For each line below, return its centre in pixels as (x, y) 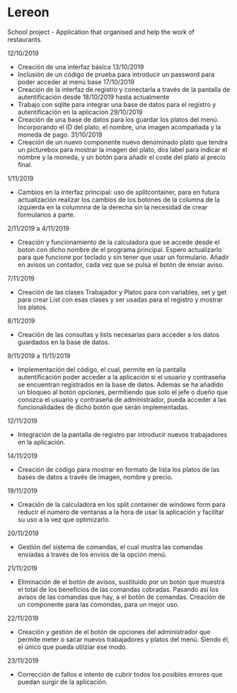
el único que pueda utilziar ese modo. (73, 647)
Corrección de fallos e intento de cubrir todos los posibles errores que (120, 674)
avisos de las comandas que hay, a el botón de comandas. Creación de (121, 597)
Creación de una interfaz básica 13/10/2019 (81, 67)
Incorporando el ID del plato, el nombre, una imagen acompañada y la (119, 127)
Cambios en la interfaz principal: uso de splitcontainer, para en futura (118, 192)
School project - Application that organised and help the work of (101, 32)
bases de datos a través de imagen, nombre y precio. (95, 477)
